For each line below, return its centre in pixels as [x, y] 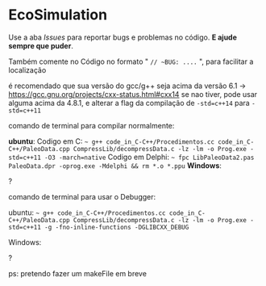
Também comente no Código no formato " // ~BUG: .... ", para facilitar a [131, 61]
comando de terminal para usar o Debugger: [82, 196]
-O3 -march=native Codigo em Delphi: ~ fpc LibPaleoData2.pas [149, 157]
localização [27, 69]
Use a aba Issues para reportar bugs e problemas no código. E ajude [123, 37]
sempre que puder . [41, 45]
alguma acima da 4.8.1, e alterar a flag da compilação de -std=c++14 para [129, 103]
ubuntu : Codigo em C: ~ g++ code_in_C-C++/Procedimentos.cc [112, 141]
